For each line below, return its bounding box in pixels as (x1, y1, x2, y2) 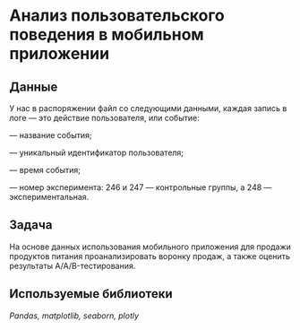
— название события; (9, 130, 92, 140)
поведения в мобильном (9, 24, 204, 45)
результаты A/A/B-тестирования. (9, 260, 136, 271)
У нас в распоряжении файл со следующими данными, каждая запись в (9, 103, 287, 113)
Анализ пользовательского (9, 5, 226, 26)
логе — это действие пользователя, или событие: (9, 113, 200, 123)
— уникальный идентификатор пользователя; (9, 147, 184, 158)
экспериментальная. (9, 192, 90, 202)
